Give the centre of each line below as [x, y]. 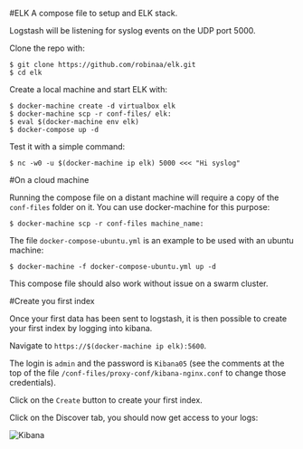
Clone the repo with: [47, 48]
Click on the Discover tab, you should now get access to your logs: [134, 417]
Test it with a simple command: [67, 147]
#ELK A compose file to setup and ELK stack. [94, 13]
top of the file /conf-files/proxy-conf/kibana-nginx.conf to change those [148, 373]
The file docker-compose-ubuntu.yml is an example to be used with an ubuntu [151, 240]
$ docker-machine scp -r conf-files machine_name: [107, 224]
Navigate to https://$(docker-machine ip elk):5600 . [108, 346]
